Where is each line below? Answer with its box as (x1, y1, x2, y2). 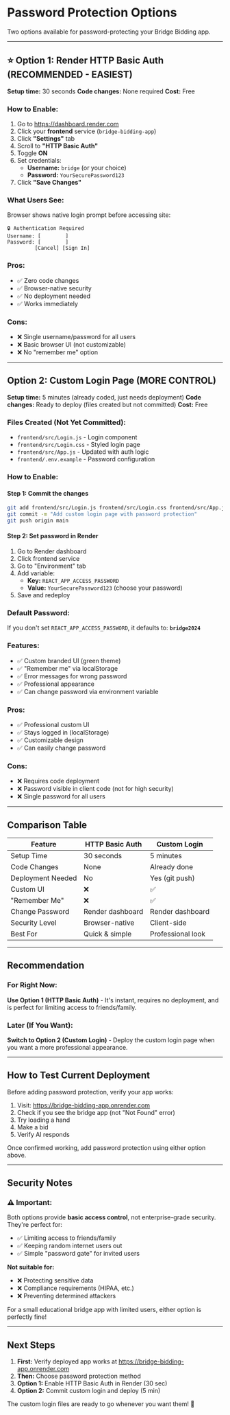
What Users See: (7, 195, 64, 205)
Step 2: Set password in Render (7, 532, 99, 540)
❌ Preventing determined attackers (16, 1292, 116, 1300)
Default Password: (7, 608, 70, 617)
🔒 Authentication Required (7, 225, 84, 232)
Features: (7, 641, 40, 650)
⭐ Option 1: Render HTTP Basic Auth (7, 55, 164, 67)
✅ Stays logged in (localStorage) (16, 728, 110, 736)
